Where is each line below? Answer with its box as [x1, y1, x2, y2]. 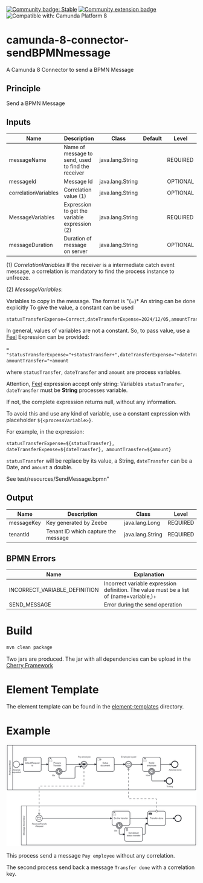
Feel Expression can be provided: [6, 333, 89, 341]
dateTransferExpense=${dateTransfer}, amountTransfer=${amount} [6, 446, 172, 452]
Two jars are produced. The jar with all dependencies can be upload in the [6, 655, 192, 663]
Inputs [6, 117, 31, 127]
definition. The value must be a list [103, 586, 189, 593]
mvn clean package [6, 644, 53, 650]
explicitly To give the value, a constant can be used [6, 304, 134, 311]
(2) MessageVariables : [6, 286, 63, 293]
